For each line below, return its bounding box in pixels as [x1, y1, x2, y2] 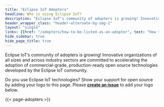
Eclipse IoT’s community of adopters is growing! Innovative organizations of [5, 52, 157, 58]
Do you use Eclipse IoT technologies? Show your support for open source [5, 76, 153, 82]
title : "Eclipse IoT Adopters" [5, 7, 69, 12]
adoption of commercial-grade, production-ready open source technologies [5, 62, 158, 68]
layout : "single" [5, 25, 41, 30]
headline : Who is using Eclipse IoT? [5, 12, 82, 16]
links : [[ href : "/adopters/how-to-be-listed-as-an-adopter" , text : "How [5, 30, 156, 34]
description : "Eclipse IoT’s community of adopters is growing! [5, 16, 139, 21]
